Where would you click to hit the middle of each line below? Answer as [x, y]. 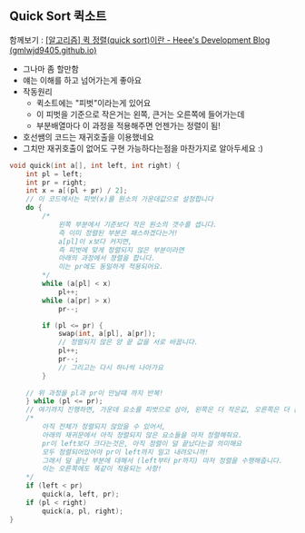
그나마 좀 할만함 [50, 69]
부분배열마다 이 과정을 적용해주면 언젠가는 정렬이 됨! [128, 125]
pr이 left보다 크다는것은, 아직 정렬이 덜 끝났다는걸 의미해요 [142, 443]
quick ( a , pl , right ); [83, 511]
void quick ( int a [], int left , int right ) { [95, 165]
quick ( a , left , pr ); [81, 494]
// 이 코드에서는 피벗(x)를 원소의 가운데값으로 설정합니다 [119, 199]
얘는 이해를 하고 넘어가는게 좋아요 [82, 80]
